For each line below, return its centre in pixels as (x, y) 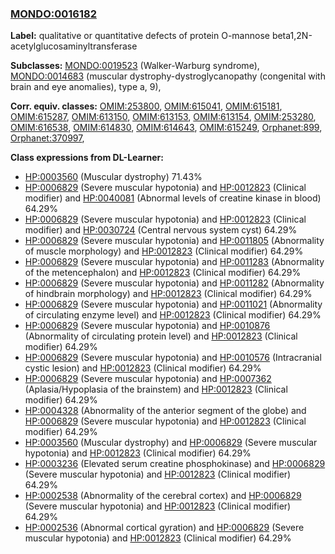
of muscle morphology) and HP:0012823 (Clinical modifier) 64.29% (164, 251)
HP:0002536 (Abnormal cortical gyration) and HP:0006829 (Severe (164, 528)
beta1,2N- (292, 36)
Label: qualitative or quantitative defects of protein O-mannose (140, 36)
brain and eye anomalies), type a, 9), (86, 87)
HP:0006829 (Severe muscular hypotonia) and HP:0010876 (147, 326)
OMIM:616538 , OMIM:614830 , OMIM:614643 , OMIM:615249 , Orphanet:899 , (166, 128)
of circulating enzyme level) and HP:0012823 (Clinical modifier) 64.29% (173, 315)
